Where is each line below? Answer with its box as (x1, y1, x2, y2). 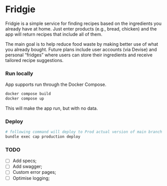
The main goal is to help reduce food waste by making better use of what (5, 41, 158, 47)
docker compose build (5, 91, 51, 97)
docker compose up (5, 96, 44, 101)
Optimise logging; (12, 175, 50, 181)
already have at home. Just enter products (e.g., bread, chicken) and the (5, 25, 157, 32)
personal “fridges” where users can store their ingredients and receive (5, 52, 153, 58)
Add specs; (12, 158, 37, 164)
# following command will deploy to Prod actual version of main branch (5, 130, 162, 135)
